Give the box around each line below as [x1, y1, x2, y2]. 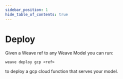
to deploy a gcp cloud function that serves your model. [5, 68, 118, 74]
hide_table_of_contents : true [5, 12, 68, 17]
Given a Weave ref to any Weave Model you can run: [5, 50, 113, 56]
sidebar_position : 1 [5, 7, 48, 12]
